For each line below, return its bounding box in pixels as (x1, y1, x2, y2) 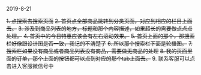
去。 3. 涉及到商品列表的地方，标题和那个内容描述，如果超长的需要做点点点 (6, 25, 193, 32)
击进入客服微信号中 (6, 62, 54, 70)
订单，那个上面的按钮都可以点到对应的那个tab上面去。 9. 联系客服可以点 (16, 55, 196, 62)
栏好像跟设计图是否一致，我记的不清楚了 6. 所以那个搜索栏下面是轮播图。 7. (6, 40, 193, 47)
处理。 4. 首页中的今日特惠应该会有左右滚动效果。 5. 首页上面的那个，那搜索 (6, 32, 195, 40)
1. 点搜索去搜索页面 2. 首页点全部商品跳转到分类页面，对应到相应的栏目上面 (6, 17, 193, 25)
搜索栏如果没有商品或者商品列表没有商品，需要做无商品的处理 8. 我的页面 (6, 47, 188, 55)
